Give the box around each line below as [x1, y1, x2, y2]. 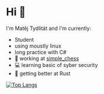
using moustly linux [14, 42, 61, 49]
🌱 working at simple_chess [14, 55, 79, 62]
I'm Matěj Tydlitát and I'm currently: [6, 25, 92, 32]
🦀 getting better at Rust [14, 70, 71, 77]
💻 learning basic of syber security [14, 61, 98, 68]
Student [14, 36, 34, 43]
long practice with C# [14, 48, 67, 55]
